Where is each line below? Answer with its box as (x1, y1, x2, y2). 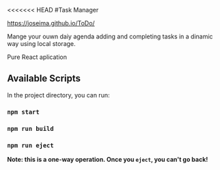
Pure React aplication (7, 53, 67, 61)
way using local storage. (7, 40, 77, 47)
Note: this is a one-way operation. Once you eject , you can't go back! (7, 155, 208, 163)
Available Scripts (7, 73, 81, 84)
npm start (7, 108, 40, 116)
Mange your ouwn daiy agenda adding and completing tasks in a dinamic (7, 32, 213, 40)
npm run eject (7, 141, 54, 149)
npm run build (7, 125, 54, 132)
